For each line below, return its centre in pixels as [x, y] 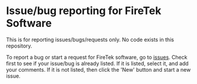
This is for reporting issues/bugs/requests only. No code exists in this [90, 39]
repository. [19, 46]
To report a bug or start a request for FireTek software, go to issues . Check [97, 57]
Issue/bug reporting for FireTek [84, 11]
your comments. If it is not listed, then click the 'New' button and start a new [98, 69]
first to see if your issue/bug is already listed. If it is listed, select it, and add [98, 63]
